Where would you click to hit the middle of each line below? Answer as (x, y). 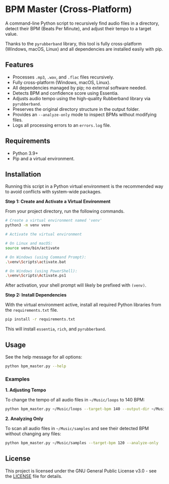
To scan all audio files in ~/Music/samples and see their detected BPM (77, 428)
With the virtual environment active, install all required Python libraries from (83, 305)
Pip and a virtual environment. (44, 158)
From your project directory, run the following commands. (65, 211)
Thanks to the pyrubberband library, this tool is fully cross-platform (73, 43)
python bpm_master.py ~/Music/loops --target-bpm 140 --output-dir (77, 409)
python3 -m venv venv (28, 225)
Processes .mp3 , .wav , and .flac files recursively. (63, 77)
